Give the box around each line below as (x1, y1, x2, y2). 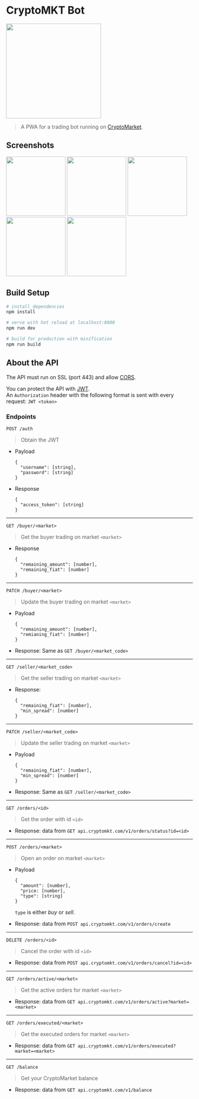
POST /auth (6, 426, 33, 432)
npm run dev (6, 325, 36, 331)
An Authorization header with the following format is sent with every (6, 391, 174, 398)
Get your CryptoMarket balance (20, 1074, 98, 1082)
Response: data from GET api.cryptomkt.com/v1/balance (14, 1086, 152, 1093)
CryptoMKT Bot (6, 4, 85, 17)
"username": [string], (20, 464, 76, 470)
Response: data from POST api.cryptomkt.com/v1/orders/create (14, 920, 171, 927)
